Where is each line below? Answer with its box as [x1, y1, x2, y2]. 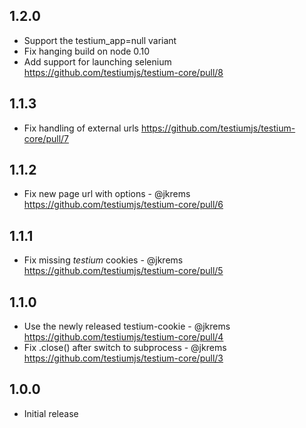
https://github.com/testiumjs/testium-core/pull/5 [23, 265, 224, 277]
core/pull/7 [23, 132, 70, 144]
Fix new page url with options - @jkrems [23, 188, 191, 200]
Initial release [23, 407, 79, 419]
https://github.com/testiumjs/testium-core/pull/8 [23, 66, 224, 78]
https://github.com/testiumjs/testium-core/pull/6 [23, 199, 224, 211]
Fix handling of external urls [23, 122, 139, 134]
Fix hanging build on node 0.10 [23, 45, 151, 57]
